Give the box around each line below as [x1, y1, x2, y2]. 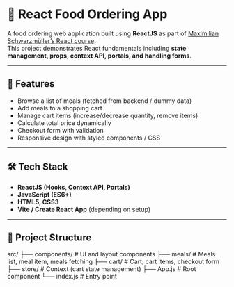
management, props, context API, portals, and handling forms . [7, 51, 192, 60]
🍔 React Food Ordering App [7, 6, 168, 22]
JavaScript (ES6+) [17, 190, 72, 199]
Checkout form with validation [17, 126, 104, 134]
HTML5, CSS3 [17, 197, 59, 206]
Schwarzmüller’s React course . [7, 36, 96, 44]
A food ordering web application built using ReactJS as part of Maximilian [7, 29, 219, 38]
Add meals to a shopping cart [17, 104, 102, 112]
